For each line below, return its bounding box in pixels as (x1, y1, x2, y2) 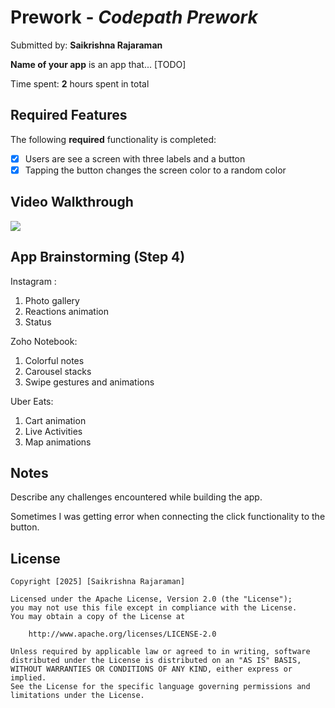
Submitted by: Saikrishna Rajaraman (10, 39, 163, 51)
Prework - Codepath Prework (10, 6, 258, 29)
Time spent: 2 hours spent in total (10, 77, 150, 90)
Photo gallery (24, 294, 80, 306)
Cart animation (24, 414, 87, 426)
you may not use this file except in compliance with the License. (10, 603, 298, 613)
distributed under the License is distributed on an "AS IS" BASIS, (10, 656, 302, 666)
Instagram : (10, 275, 57, 287)
